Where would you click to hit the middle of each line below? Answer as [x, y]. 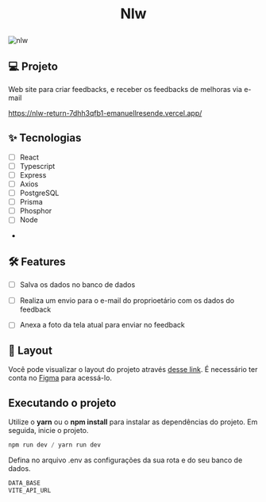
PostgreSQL [39, 193]
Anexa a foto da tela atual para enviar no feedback [102, 325]
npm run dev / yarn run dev [55, 445]
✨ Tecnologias [45, 138]
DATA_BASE [25, 483]
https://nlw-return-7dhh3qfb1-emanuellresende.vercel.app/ [105, 113]
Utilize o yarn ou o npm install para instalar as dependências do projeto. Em [133, 422]
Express [33, 174]
